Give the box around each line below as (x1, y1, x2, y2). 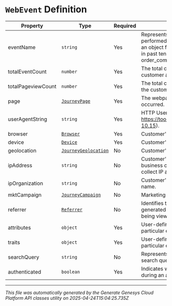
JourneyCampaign (61, 192, 101, 198)
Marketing (141, 191, 166, 198)
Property (21, 22, 44, 29)
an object (141, 44, 164, 51)
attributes (8, 224, 31, 231)
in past (141, 50, 158, 57)
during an (141, 271, 164, 278)
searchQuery (8, 253, 39, 260)
